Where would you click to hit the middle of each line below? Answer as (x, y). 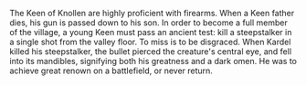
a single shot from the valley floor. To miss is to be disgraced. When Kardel (150, 42)
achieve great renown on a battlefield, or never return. (111, 71)
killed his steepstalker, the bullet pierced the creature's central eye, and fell (151, 52)
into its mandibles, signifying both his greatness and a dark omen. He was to (153, 61)
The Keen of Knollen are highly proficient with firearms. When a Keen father (152, 13)
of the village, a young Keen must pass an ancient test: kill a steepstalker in (151, 32)
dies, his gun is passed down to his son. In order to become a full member (148, 23)
